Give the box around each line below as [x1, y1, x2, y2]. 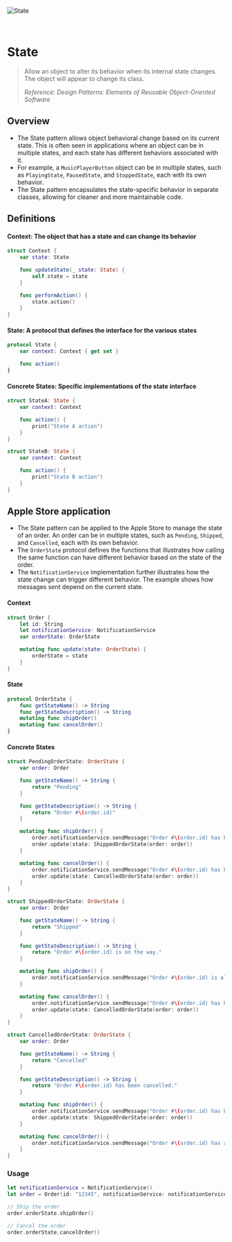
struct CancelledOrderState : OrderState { [7, 1031, 131, 1039]
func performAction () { [19, 292, 88, 299]
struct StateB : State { [7, 448, 76, 455]
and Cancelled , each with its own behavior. [17, 539, 139, 547]
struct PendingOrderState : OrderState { [7, 758, 126, 765]
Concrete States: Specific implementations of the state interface [7, 382, 197, 390]
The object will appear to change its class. [23, 74, 145, 82]
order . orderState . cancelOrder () [7, 1229, 100, 1236]
